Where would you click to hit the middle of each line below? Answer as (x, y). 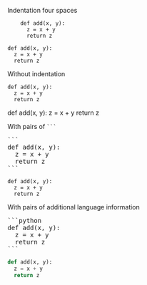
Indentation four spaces (42, 10)
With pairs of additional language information (74, 207)
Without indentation (36, 74)
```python (24, 221)
